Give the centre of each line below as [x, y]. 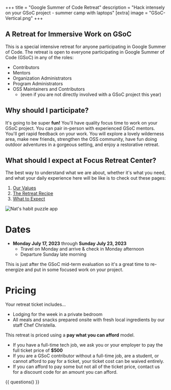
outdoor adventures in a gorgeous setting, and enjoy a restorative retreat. [82, 144]
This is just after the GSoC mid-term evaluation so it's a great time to [77, 264]
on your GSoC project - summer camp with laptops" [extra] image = [77, 13]
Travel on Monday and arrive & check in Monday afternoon [82, 249]
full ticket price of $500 [38, 350]
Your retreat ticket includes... [36, 304]
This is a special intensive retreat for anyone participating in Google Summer [86, 46]
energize [15, 270]
